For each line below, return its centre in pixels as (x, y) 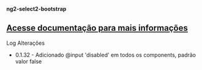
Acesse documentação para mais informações (97, 28)
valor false (28, 61)
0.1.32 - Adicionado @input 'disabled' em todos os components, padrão (105, 55)
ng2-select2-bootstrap (36, 9)
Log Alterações (25, 43)
